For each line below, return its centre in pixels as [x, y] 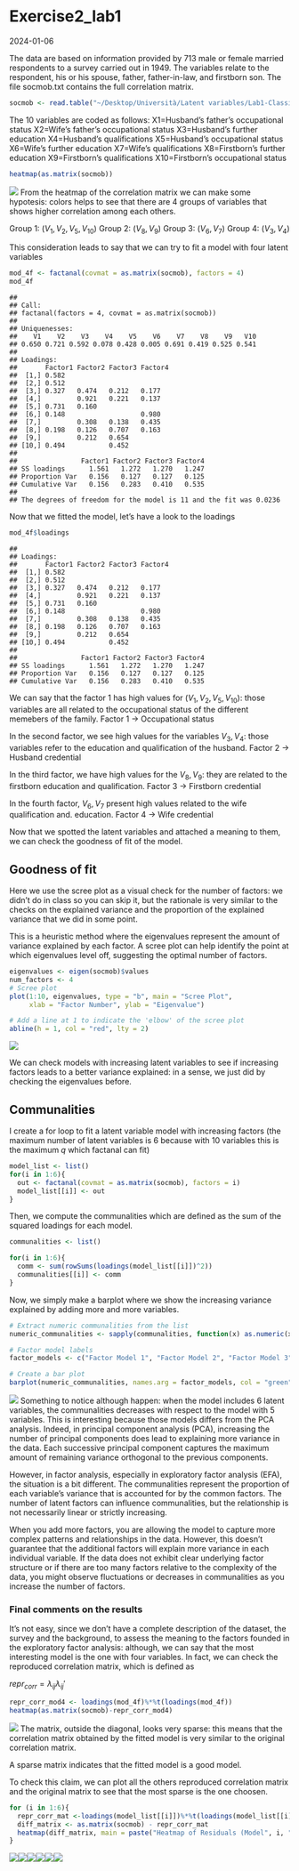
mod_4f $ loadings [39, 533]
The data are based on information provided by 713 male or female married [147, 58]
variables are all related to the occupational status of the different [129, 709]
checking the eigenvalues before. [70, 1082]
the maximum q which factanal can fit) [79, 1150]
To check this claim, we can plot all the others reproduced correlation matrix [149, 1782]
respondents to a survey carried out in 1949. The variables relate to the [139, 68]
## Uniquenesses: [41, 329]
